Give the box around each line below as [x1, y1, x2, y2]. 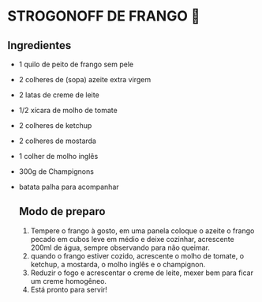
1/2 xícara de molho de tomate [18, 106, 118, 115]
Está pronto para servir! [30, 285, 108, 294]
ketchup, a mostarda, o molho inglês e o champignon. [30, 259, 206, 269]
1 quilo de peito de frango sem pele [18, 59, 134, 69]
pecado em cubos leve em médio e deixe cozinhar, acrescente [30, 234, 234, 243]
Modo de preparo [18, 205, 106, 218]
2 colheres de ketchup [18, 121, 92, 130]
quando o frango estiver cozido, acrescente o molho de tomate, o [30, 251, 245, 260]
